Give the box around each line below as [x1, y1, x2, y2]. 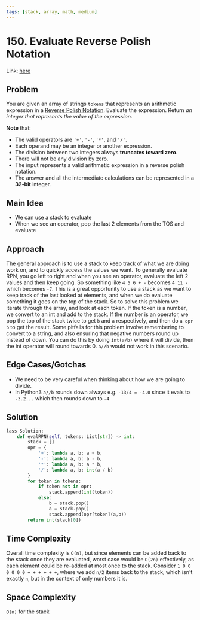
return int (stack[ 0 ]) [27, 517, 82, 523]
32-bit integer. [14, 181, 51, 188]
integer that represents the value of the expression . [6, 113, 133, 120]
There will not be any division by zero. [14, 155, 109, 162]
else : [38, 495, 52, 501]
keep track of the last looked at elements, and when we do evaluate [6, 291, 173, 299]
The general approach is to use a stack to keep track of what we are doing [6, 260, 189, 267]
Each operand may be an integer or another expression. [14, 142, 152, 150]
